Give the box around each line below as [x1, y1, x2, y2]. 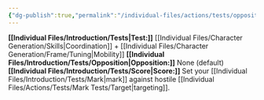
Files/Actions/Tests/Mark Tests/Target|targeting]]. [8, 83, 170, 92]
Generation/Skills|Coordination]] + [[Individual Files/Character [8, 41, 209, 51]
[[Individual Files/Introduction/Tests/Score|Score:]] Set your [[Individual [8, 66, 247, 75]
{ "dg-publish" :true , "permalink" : [8, 11, 118, 20]
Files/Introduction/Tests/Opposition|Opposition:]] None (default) [8, 58, 224, 67]
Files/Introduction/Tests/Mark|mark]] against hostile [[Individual [8, 74, 214, 84]
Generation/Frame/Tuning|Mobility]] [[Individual [8, 49, 165, 59]
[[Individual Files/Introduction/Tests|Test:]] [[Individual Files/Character [8, 33, 244, 42]
